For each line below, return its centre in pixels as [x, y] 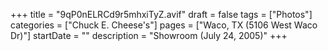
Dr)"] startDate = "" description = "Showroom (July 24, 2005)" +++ [149, 35]
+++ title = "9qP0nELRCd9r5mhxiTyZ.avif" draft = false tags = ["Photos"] [161, 14]
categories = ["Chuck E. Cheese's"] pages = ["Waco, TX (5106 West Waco [164, 25]
